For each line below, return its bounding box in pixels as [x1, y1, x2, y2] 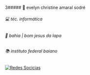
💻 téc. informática [5, 16, 43, 22]
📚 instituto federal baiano [5, 48, 57, 54]
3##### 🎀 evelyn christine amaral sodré [5, 5, 86, 10]
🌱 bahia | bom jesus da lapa [5, 33, 62, 39]
